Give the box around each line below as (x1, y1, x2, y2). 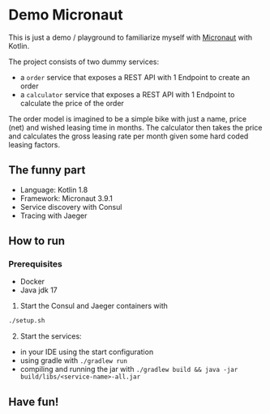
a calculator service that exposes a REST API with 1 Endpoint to (19, 89, 235, 99)
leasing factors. (8, 139, 61, 149)
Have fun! (8, 395, 59, 408)
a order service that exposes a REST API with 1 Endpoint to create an (19, 72, 251, 82)
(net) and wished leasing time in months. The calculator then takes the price (8, 122, 263, 132)
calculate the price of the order (19, 98, 124, 108)
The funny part (8, 164, 86, 177)
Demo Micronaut (8, 6, 123, 24)
